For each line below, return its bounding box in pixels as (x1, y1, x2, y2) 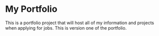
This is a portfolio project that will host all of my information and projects (5, 20, 154, 26)
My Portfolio (5, 3, 57, 15)
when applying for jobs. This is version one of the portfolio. (5, 25, 127, 31)
